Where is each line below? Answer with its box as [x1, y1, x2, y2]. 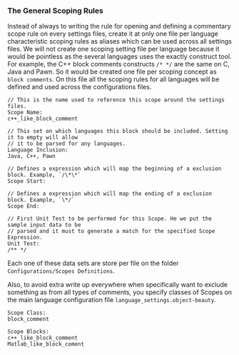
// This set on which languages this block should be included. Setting [7, 128, 228, 135]
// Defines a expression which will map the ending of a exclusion [7, 190, 213, 198]
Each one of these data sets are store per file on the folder [7, 259, 179, 268]
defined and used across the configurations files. [7, 83, 152, 91]
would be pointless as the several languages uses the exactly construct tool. [7, 52, 232, 61]
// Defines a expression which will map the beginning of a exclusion [7, 165, 222, 173]
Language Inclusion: [7, 146, 69, 154]
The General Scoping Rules [7, 6, 103, 16]
